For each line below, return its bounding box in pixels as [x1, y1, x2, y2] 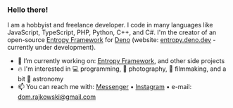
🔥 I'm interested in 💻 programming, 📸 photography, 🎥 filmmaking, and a [17, 65, 227, 73]
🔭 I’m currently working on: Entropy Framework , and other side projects [17, 57, 225, 65]
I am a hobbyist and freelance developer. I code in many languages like [7, 21, 213, 29]
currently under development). [7, 43, 96, 52]
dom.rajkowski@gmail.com [17, 93, 96, 101]
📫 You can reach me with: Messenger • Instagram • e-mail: [17, 83, 192, 91]
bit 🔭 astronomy [17, 75, 64, 83]
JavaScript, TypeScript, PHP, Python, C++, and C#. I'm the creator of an [7, 28, 217, 36]
